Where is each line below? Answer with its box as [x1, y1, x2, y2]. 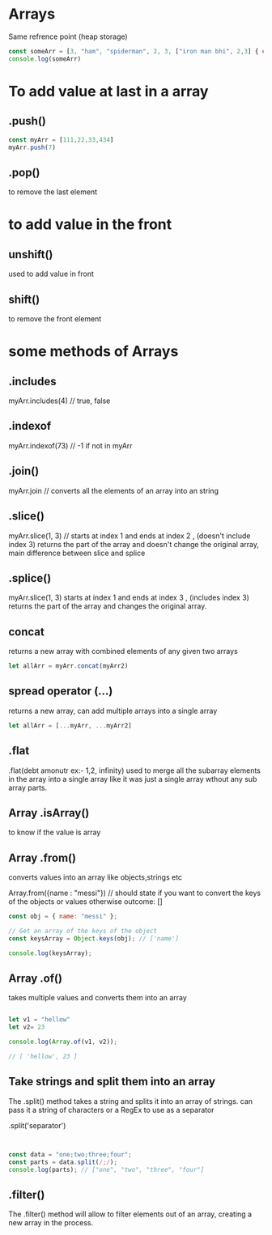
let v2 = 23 [8, 1023, 45, 1032]
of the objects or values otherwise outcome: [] [8, 897, 164, 906]
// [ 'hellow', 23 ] [8, 1053, 79, 1061]
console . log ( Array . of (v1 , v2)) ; [8, 1038, 117, 1046]
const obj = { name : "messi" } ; [8, 912, 117, 921]
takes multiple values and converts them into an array [8, 993, 188, 1003]
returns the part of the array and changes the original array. [8, 601, 207, 611]
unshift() [8, 248, 53, 261]
